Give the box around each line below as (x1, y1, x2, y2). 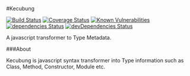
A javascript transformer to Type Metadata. (6, 34, 112, 41)
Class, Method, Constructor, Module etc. (6, 63, 106, 70)
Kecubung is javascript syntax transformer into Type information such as (6, 57, 184, 64)
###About (6, 45, 31, 52)
